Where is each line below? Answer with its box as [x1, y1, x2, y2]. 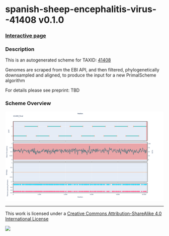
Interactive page [5, 32, 46, 39]
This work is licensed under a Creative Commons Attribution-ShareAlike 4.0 [5, 210, 162, 217]
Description [5, 46, 35, 53]
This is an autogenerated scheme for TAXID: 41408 [5, 57, 111, 63]
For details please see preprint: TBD [5, 87, 80, 94]
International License [5, 216, 49, 222]
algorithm [5, 77, 25, 84]
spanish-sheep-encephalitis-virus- [5, 4, 157, 15]
